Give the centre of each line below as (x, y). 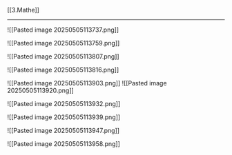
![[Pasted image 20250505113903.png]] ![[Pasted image (87, 83)
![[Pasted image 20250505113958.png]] (64, 144)
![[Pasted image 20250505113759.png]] (64, 43)
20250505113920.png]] (40, 90)
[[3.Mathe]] (23, 10)
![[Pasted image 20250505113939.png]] (64, 117)
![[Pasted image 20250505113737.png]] (63, 30)
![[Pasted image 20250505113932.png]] (64, 104)
